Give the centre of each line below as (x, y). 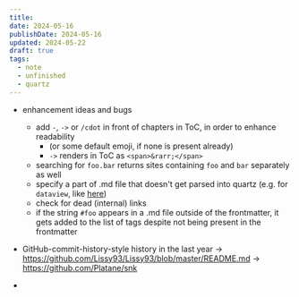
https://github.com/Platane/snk (80, 267)
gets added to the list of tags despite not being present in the (148, 222)
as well (48, 174)
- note (30, 68)
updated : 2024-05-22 (48, 42)
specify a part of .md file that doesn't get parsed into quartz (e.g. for (162, 183)
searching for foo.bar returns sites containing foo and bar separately (162, 165)
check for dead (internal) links (91, 203)
